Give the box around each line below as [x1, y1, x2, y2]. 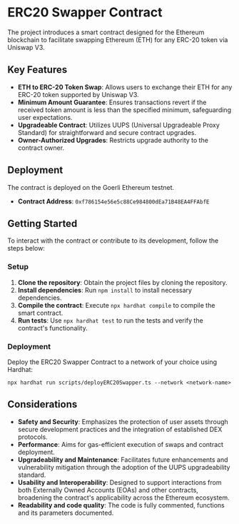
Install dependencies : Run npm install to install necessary [17, 286, 193, 294]
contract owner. [17, 143, 65, 152]
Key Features [7, 64, 68, 76]
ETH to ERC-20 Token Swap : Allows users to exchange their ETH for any [17, 83, 233, 91]
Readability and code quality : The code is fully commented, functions [17, 500, 225, 509]
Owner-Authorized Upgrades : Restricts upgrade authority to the [17, 136, 209, 144]
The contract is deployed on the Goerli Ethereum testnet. [7, 183, 175, 191]
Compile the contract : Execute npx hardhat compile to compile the [17, 301, 215, 309]
